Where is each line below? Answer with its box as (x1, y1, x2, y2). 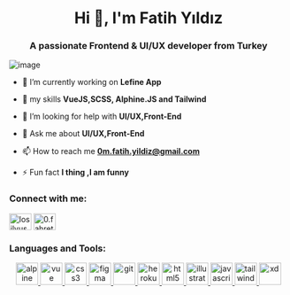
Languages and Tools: (9, 242, 106, 254)
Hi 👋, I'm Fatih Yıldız (73, 8, 224, 28)
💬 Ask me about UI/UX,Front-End (21, 128, 145, 139)
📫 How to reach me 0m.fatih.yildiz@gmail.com (21, 146, 201, 157)
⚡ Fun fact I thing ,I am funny (21, 167, 130, 178)
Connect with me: (9, 192, 88, 205)
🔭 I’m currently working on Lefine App (21, 77, 162, 88)
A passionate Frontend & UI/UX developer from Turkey (29, 40, 268, 52)
